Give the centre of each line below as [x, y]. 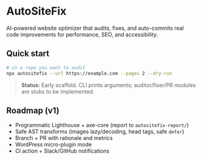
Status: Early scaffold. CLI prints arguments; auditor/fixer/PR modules [108, 85]
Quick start [28, 54]
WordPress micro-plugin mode [53, 145]
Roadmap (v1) [33, 110]
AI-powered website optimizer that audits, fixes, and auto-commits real [95, 28]
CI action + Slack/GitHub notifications [62, 151]
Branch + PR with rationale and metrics [64, 138]
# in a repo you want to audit [46, 68]
